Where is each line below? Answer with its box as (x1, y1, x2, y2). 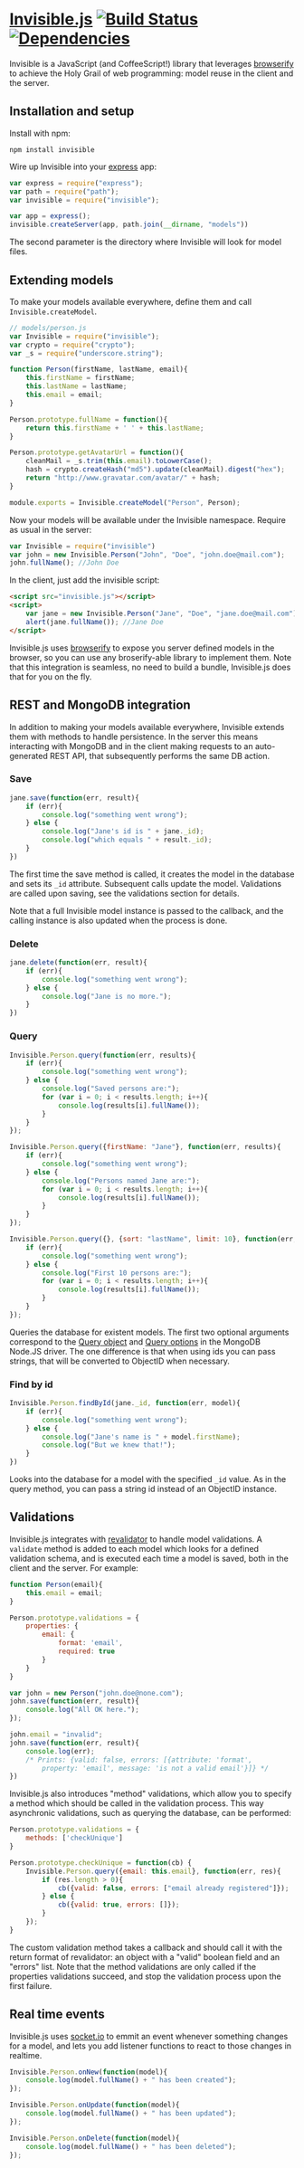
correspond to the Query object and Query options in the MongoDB (9, 1336, 261, 1347)
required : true (57, 1647, 116, 1656)
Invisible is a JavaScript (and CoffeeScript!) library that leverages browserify (9, 58, 294, 69)
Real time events (9, 2007, 106, 2022)
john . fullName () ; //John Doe (9, 558, 119, 567)
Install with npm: (9, 128, 71, 138)
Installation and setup (9, 104, 135, 119)
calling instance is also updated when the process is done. (9, 915, 228, 926)
